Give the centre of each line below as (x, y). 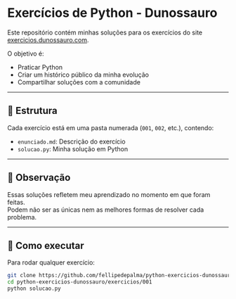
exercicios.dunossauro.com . (48, 39)
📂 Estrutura (32, 111)
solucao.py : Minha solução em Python (73, 148)
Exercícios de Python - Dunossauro (112, 13)
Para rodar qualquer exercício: (51, 262)
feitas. (17, 202)
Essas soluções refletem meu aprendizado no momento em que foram (109, 194)
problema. (22, 217)
